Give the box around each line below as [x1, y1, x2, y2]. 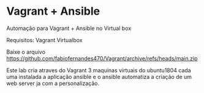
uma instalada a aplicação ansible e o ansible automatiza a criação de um [6, 73, 192, 80]
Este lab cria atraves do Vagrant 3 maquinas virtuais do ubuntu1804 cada [6, 66, 191, 74]
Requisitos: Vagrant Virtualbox [6, 36, 83, 43]
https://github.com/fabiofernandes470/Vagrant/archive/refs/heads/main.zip [6, 54, 198, 62]
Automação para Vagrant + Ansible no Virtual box [6, 24, 132, 32]
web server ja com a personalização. [6, 80, 100, 87]
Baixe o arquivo [6, 48, 46, 56]
